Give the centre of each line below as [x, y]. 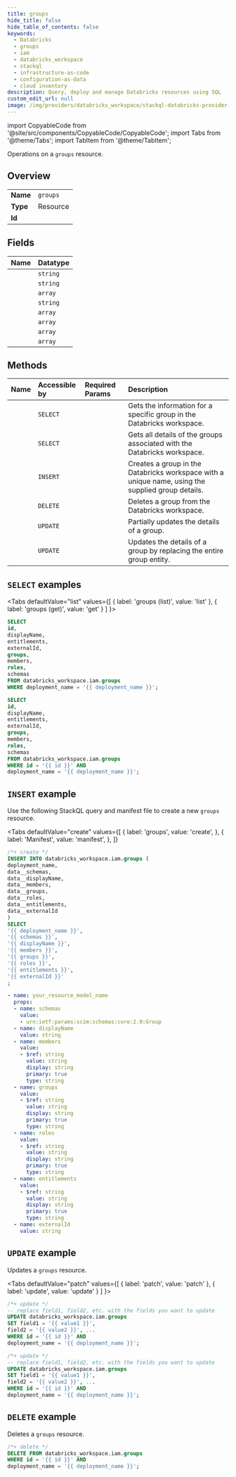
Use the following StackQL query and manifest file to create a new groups [113, 811]
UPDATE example [42, 1253]
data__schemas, [29, 872]
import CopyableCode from [47, 125]
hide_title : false [34, 20]
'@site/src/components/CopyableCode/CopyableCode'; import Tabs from [114, 133]
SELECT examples [45, 584]
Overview [29, 176]
